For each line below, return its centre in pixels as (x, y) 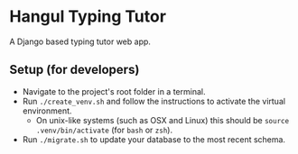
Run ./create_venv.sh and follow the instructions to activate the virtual (154, 101)
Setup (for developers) (74, 70)
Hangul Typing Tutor (88, 17)
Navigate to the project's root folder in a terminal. (114, 91)
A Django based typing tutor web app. (80, 41)
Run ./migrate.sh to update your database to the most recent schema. (154, 139)
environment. (47, 111)
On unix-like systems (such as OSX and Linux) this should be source (163, 120)
